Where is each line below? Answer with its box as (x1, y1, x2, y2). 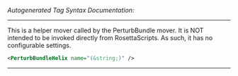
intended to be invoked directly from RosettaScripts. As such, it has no (7, 34, 213, 42)
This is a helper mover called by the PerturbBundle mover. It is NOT (7, 26, 204, 34)
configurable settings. (7, 42, 72, 49)
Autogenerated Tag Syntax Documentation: (7, 6, 135, 14)
